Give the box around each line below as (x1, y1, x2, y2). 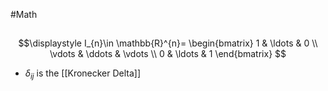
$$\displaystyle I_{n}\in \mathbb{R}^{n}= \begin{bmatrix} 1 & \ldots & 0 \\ (18, 37, 318, 49)
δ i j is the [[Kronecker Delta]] (24, 67, 142, 82)
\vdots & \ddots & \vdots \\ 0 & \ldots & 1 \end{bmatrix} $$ (49, 48, 287, 60)
